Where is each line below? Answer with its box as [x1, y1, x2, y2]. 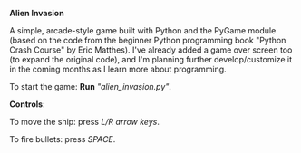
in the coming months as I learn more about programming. [9, 63, 227, 74]
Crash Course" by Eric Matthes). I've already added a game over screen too [9, 44, 293, 55]
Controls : [9, 99, 45, 110]
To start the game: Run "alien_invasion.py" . [9, 81, 172, 91]
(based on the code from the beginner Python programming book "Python [9, 35, 286, 45]
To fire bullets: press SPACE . [9, 134, 116, 144]
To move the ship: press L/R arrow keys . [9, 117, 160, 127]
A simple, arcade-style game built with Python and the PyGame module [9, 25, 277, 35]
